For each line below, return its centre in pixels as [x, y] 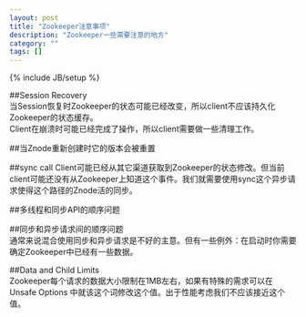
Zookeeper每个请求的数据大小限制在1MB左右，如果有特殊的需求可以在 [141, 281]
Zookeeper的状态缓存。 [54, 118]
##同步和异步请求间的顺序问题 [66, 230]
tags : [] [26, 52]
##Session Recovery [48, 96]
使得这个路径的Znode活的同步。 [77, 190]
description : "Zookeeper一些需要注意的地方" [89, 35]
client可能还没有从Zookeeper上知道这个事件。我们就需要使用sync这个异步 [149, 179]
